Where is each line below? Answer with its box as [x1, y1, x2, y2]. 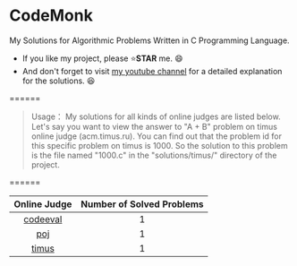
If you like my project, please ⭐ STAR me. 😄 [21, 53, 183, 64]
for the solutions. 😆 [21, 75, 96, 86]
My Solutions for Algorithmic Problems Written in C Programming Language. [9, 35, 290, 46]
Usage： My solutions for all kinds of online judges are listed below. [30, 111, 281, 122]
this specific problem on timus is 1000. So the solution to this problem [30, 140, 288, 150]
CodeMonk [9, 5, 94, 26]
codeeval [23, 212, 63, 225]
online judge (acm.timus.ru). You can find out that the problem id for [30, 131, 283, 142]
